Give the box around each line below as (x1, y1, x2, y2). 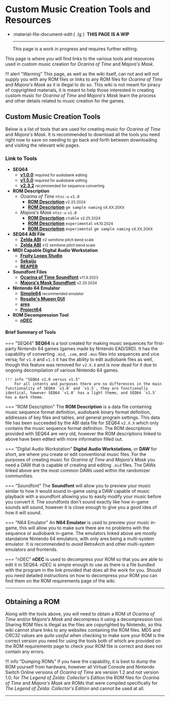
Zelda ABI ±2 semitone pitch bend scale (20, 237, 94, 243)
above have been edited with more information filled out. (5, 436, 123, 442)
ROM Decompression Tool (12, 312, 69, 318)
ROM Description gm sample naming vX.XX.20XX (27, 204, 125, 210)
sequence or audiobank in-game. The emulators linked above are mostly (5, 530, 157, 537)
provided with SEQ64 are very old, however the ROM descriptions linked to (5, 430, 162, 437)
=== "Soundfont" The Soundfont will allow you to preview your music (5, 483, 151, 489)
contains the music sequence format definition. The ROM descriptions (5, 425, 152, 431)
